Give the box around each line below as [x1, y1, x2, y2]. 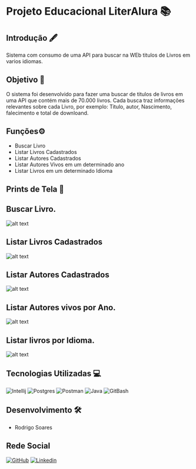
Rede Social [6, 441, 51, 451]
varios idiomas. [6, 58, 43, 65]
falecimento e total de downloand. [6, 109, 89, 116]
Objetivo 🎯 [6, 75, 45, 85]
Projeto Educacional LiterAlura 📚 [6, 5, 171, 18]
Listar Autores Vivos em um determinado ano [14, 160, 125, 168]
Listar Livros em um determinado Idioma [14, 167, 113, 174]
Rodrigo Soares [14, 424, 53, 431]
